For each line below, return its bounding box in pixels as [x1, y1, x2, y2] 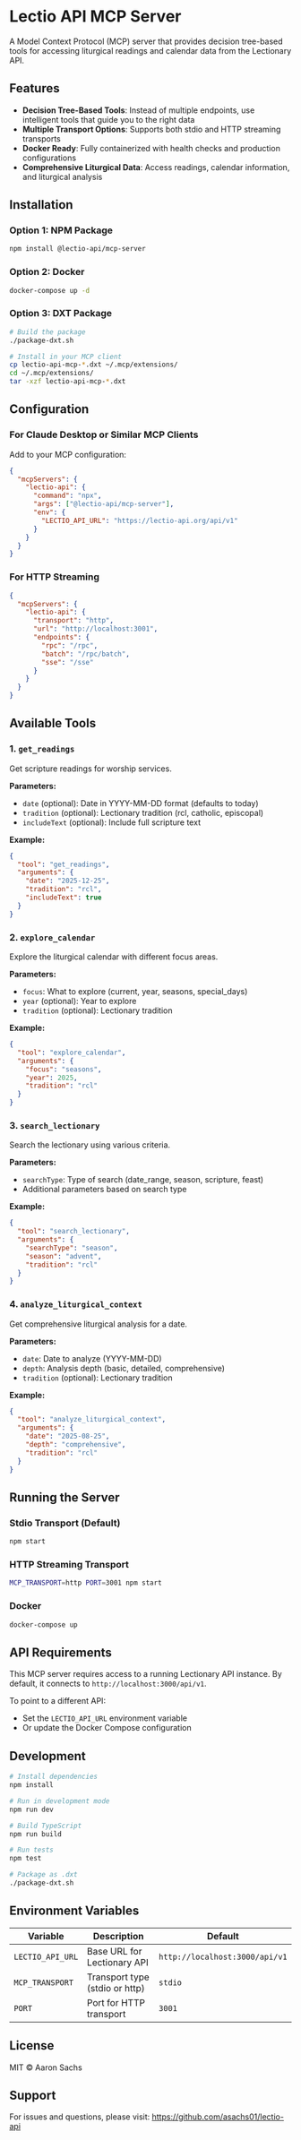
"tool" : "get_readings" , [17, 860, 110, 869]
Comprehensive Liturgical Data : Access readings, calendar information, [21, 161, 290, 172]
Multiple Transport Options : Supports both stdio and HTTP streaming [21, 124, 281, 134]
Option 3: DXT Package [9, 307, 113, 320]
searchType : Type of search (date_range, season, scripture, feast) [21, 1174, 264, 1185]
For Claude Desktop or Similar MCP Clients [9, 428, 199, 441]
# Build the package [9, 327, 87, 337]
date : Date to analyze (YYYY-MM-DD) [21, 1353, 163, 1363]
